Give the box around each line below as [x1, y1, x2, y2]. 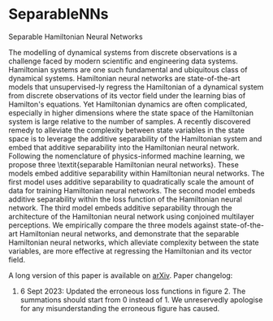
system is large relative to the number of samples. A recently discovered [8, 116, 251, 126]
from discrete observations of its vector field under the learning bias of [8, 90, 246, 100]
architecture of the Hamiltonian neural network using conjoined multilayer [8, 211, 254, 221]
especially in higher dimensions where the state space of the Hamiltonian [8, 107, 254, 118]
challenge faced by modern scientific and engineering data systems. [8, 56, 238, 66]
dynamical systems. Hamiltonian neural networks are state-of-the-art [8, 73, 241, 83]
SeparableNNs [8, 5, 109, 24]
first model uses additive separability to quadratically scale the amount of [8, 176, 254, 187]
